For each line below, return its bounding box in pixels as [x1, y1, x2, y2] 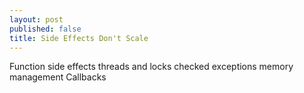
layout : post [9, 14, 64, 25]
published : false [9, 24, 82, 34]
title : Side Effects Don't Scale [9, 33, 149, 43]
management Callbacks [9, 71, 107, 83]
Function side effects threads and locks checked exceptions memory [9, 61, 294, 73]
